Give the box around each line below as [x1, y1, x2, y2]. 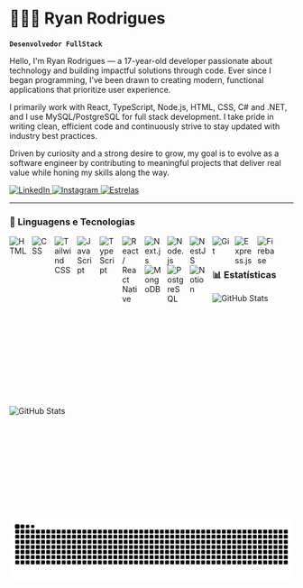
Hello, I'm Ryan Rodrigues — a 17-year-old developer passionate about [9, 55, 273, 66]
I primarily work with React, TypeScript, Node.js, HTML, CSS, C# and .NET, [9, 101, 288, 112]
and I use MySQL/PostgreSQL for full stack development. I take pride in [9, 111, 275, 122]
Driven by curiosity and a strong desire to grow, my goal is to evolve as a [9, 148, 280, 159]
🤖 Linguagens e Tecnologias [9, 216, 135, 228]
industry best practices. [9, 130, 97, 141]
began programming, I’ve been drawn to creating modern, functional [9, 74, 264, 85]
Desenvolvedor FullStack [9, 40, 103, 49]
